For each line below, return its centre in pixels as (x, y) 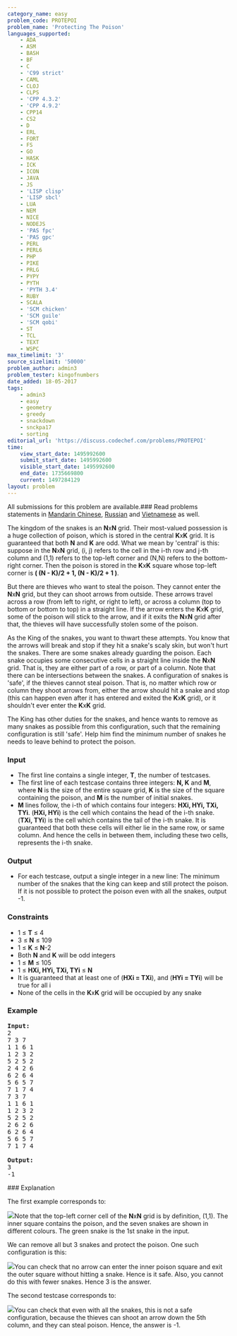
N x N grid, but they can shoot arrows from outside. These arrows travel (110, 594)
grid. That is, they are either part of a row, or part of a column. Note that (112, 667)
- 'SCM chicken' (44, 309)
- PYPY (30, 276)
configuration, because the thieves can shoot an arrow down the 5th (107, 1317)
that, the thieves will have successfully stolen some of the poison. (103, 624)
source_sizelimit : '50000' (47, 362)
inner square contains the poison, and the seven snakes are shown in (108, 1223)
